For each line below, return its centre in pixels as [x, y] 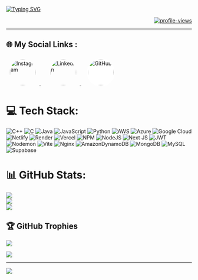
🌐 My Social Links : [42, 45]
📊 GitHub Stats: [46, 175]
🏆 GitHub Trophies [42, 227]
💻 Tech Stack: [42, 111]
